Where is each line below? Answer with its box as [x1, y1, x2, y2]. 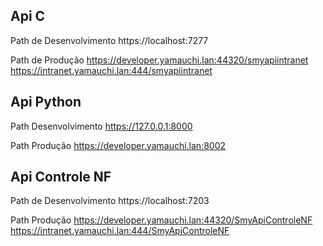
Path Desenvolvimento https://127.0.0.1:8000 [10, 120, 193, 132]
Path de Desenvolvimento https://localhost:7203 [10, 195, 210, 207]
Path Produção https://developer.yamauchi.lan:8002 [10, 139, 227, 151]
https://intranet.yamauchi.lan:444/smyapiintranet [10, 64, 213, 76]
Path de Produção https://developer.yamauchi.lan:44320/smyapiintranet [10, 54, 309, 66]
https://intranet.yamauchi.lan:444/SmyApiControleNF [10, 225, 230, 237]
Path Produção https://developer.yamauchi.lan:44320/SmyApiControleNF [10, 214, 313, 226]
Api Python [10, 94, 82, 111]
